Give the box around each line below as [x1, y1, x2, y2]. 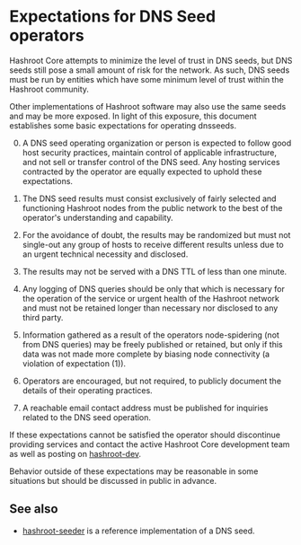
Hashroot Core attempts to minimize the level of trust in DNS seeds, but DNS [9, 55, 293, 66]
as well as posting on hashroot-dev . [9, 448, 142, 459]
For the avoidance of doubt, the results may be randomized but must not [22, 229, 291, 240]
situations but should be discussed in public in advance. [9, 475, 217, 486]
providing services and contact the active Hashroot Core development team [9, 438, 290, 450]
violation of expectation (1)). [22, 357, 127, 369]
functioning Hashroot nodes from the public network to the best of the [22, 202, 283, 213]
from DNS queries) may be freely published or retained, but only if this [22, 338, 283, 349]
